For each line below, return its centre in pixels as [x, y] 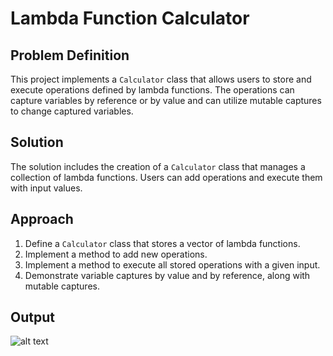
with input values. [46, 188]
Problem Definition [70, 55]
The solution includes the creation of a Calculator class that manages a [158, 166]
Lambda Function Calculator [130, 18]
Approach [42, 219]
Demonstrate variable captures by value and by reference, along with [167, 275]
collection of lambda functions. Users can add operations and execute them [166, 177]
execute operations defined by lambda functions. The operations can [152, 90]
